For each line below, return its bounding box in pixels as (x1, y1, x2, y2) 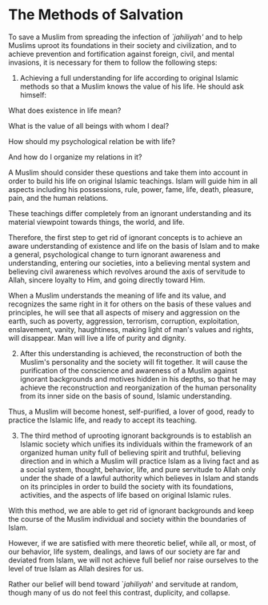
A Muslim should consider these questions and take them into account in (8, 167, 248, 177)
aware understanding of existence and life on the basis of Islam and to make (8, 241, 260, 250)
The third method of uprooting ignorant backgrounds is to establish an (19, 431, 252, 440)
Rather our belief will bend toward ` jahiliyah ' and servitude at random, (8, 579, 238, 589)
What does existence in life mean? (8, 106, 122, 115)
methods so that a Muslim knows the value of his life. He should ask (19, 82, 244, 91)
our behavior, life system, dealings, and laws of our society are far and (8, 547, 241, 556)
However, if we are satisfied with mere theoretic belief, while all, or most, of (8, 538, 257, 547)
